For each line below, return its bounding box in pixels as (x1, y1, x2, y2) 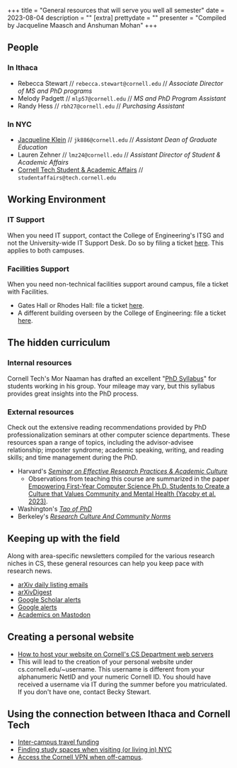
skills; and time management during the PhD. (7, 453, 138, 462)
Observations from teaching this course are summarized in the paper (28, 474, 230, 483)
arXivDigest (17, 588, 52, 596)
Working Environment (7, 194, 106, 206)
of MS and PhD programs (17, 87, 93, 95)
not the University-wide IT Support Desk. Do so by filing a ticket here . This (7, 238, 224, 247)
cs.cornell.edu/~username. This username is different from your (17, 664, 205, 673)
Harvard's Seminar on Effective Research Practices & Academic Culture (17, 467, 228, 475)
